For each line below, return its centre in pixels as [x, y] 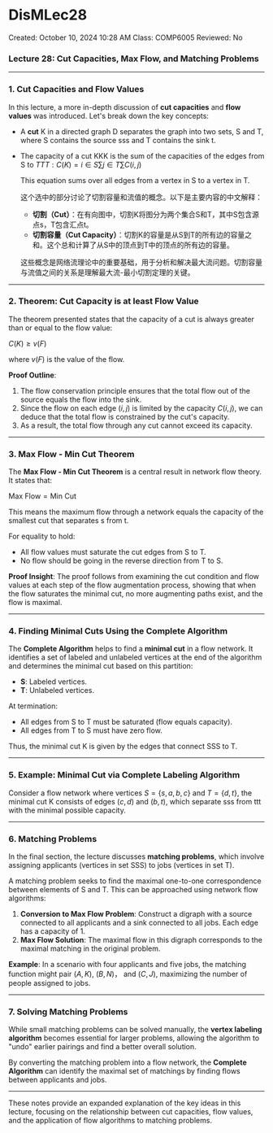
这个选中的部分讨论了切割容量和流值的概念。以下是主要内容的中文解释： [141, 197]
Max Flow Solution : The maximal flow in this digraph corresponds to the [141, 940]
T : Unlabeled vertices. [57, 691]
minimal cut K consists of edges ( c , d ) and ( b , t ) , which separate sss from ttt [135, 801]
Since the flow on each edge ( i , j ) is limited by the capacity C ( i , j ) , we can [141, 407]
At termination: [33, 706]
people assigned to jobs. [50, 983]
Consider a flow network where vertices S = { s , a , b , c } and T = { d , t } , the [130, 793]
